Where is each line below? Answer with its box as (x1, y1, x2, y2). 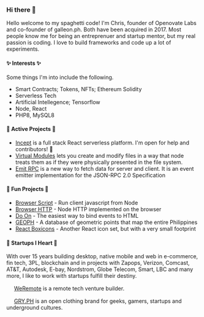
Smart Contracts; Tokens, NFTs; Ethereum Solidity (15, 85, 142, 92)
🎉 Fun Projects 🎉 (6, 185, 49, 193)
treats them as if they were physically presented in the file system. (15, 158, 183, 166)
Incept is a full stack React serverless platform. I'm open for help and (15, 139, 190, 146)
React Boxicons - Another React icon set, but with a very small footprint (15, 225, 196, 232)
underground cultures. (6, 304, 63, 311)
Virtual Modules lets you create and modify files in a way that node (15, 152, 184, 159)
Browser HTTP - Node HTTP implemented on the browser (15, 205, 162, 213)
